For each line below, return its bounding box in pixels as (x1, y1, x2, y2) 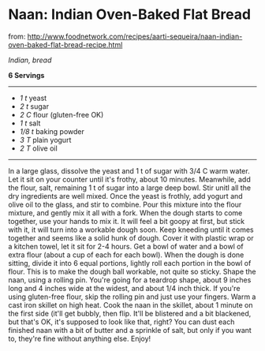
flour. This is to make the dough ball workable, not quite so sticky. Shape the (8, 267, 256, 276)
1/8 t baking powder (19, 126, 85, 136)
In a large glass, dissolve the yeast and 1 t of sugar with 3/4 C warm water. (8, 166, 250, 175)
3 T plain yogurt (19, 135, 72, 144)
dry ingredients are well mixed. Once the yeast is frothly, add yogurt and (8, 191, 243, 200)
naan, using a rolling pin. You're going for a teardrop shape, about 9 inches (8, 274, 252, 285)
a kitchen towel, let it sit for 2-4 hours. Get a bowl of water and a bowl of (8, 241, 244, 251)
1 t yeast (19, 93, 47, 103)
